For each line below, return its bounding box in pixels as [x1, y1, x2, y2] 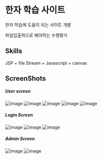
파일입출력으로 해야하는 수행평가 [5, 32, 68, 38]
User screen [5, 88, 31, 94]
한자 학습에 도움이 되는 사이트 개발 [5, 22, 71, 28]
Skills [5, 47, 22, 55]
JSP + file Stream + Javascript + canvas [5, 60, 88, 66]
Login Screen [5, 112, 33, 118]
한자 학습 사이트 [5, 4, 65, 16]
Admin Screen [5, 135, 35, 141]
